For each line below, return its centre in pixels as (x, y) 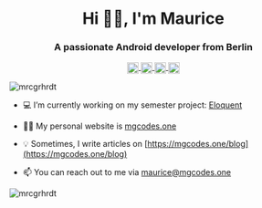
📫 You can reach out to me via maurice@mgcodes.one (126, 172)
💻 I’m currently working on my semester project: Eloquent (132, 105)
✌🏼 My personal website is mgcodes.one (100, 126)
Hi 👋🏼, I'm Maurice (153, 19)
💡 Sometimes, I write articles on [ (85, 143)
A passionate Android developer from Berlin (153, 47)
